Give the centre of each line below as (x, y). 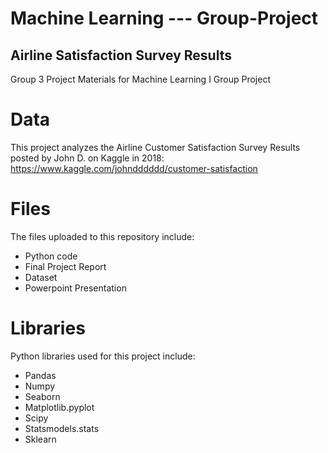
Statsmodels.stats (62, 428)
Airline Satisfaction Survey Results (121, 55)
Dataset (41, 277)
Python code (51, 256)
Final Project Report (65, 266)
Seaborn (42, 396)
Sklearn (40, 439)
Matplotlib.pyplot (59, 407)
